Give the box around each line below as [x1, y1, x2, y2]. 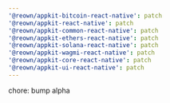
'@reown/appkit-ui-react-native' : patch [8, 64, 145, 72]
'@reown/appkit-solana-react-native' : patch [8, 42, 159, 50]
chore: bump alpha [8, 85, 70, 95]
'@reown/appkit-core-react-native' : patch [8, 57, 152, 65]
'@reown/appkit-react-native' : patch [8, 19, 134, 27]
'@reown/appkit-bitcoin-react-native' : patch [8, 11, 162, 20]
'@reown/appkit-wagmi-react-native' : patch [8, 49, 156, 57]
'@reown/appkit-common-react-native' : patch [8, 26, 159, 34]
